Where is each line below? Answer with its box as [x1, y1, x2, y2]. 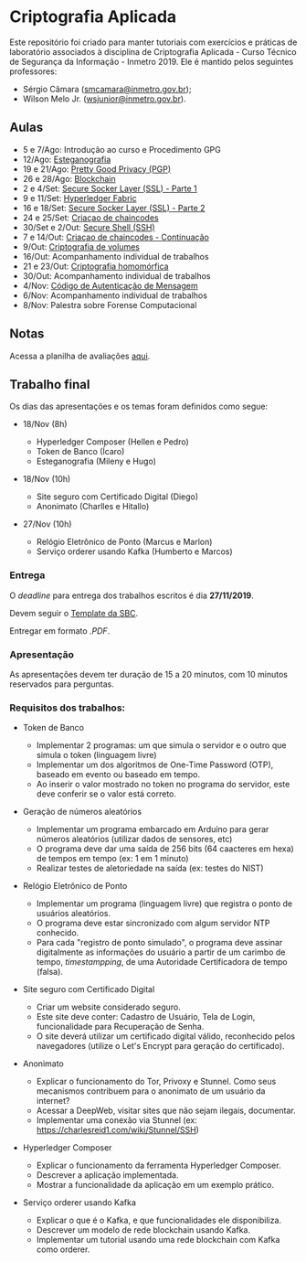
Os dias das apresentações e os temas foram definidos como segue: [9, 401, 269, 412]
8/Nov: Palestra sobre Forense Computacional [22, 299, 197, 310]
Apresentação [9, 647, 75, 660]
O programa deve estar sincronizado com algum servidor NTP [36, 917, 270, 929]
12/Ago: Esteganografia [22, 154, 111, 165]
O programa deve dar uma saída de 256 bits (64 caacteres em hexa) [36, 843, 294, 854]
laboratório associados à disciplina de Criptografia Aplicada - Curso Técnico [9, 46, 297, 57]
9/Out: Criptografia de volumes [22, 241, 140, 252]
